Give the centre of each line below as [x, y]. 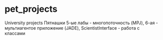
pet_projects [31, 9]
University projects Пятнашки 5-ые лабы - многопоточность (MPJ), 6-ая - [81, 23]
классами [15, 33]
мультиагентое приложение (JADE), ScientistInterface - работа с [72, 28]
